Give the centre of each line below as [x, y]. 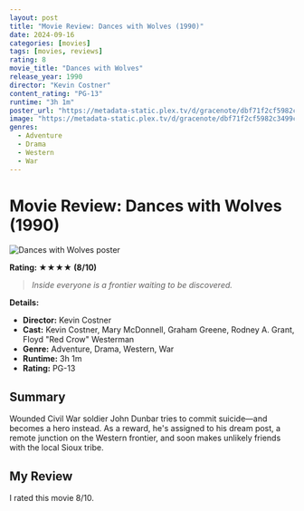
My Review [41, 476]
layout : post [34, 18]
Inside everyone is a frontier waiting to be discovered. [132, 285]
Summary [38, 396]
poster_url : [32, 111]
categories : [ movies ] [50, 43]
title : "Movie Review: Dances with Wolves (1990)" [107, 26]
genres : [24, 128]
